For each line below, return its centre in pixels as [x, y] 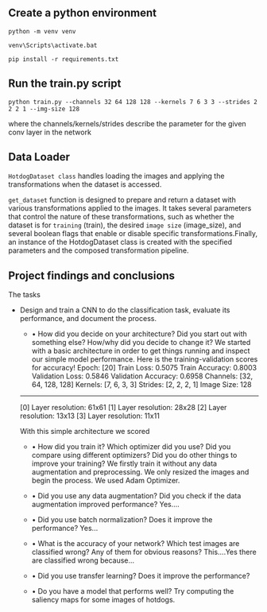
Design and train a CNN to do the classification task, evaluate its [125, 310]
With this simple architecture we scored [85, 432]
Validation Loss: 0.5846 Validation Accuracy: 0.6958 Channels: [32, [142, 376]
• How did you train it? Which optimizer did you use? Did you [131, 447]
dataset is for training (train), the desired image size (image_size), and [125, 225]
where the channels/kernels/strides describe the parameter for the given [127, 123]
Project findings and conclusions [92, 275]
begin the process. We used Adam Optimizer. [106, 481]
